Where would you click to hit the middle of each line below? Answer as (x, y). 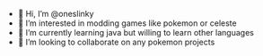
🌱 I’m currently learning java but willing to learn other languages (136, 32)
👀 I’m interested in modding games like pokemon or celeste (127, 23)
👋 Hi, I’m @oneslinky (56, 14)
